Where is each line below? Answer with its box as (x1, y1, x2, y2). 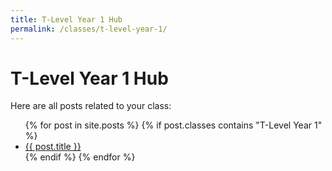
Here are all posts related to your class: (10, 100, 172, 112)
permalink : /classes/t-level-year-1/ (10, 24, 168, 34)
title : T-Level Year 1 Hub (10, 14, 123, 25)
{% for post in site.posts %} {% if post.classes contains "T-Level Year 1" (24, 119, 323, 131)
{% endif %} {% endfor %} (24, 151, 136, 163)
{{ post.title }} (24, 141, 82, 153)
